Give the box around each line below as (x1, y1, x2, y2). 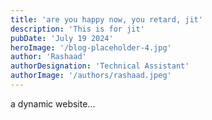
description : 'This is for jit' (10, 24, 145, 34)
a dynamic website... (10, 97, 96, 110)
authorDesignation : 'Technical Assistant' (10, 61, 190, 71)
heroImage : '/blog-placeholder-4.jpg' (10, 42, 172, 53)
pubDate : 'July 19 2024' (10, 33, 114, 43)
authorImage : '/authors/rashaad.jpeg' (10, 71, 172, 81)
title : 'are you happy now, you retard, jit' (10, 14, 203, 25)
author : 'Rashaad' (10, 52, 87, 62)
